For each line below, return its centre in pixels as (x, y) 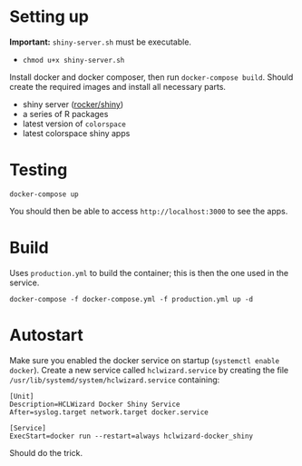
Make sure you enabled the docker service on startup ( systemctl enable (144, 360)
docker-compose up (44, 194)
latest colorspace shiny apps (76, 133)
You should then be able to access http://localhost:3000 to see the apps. (149, 211)
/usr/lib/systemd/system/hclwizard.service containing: (115, 380)
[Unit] (22, 396)
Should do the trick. (46, 452)
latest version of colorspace (74, 124)
